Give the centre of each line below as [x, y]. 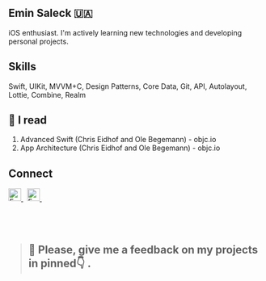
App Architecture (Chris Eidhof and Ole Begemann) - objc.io [120, 148]
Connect [31, 173]
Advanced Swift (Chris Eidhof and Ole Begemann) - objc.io [118, 140]
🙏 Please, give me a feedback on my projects [143, 250]
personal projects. [38, 41]
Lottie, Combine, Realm [47, 94]
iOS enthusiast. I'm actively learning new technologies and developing [125, 32]
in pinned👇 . [59, 263]
